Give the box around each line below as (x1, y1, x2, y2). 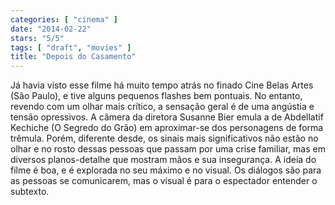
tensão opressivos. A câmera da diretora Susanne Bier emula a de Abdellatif (10, 111, 324, 123)
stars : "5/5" (10, 33, 65, 43)
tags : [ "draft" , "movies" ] (10, 42, 132, 53)
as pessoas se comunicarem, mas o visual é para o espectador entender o (10, 175, 318, 187)
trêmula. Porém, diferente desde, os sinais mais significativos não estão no (10, 132, 319, 145)
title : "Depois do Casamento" (10, 52, 137, 62)
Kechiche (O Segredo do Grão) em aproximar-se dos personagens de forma (10, 122, 324, 134)
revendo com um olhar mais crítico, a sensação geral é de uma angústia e (10, 101, 315, 113)
